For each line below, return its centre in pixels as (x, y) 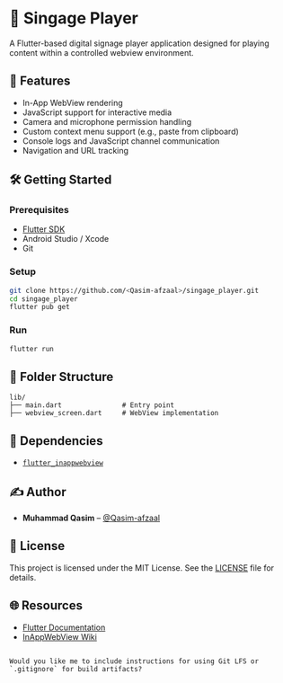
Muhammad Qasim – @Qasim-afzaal (91, 518)
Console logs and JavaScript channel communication (121, 141)
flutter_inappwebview (62, 463)
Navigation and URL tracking (75, 150)
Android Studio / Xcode (66, 239)
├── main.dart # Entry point (92, 405)
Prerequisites (39, 210)
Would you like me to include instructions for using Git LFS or (134, 661)
